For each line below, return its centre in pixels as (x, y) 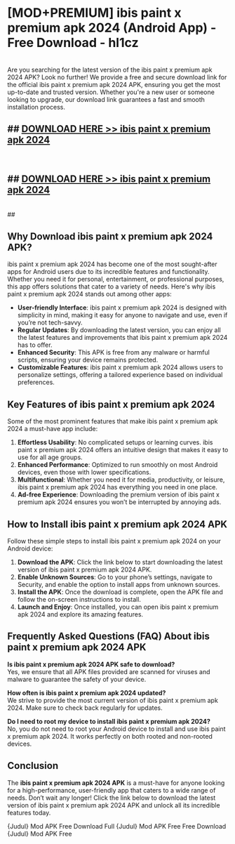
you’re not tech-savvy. (50, 323)
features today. (29, 812)
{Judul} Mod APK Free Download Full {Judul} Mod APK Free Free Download (117, 826)
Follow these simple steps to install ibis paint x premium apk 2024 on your (114, 541)
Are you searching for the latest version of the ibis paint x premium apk (110, 70)
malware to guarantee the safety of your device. (77, 679)
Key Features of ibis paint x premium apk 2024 (111, 404)
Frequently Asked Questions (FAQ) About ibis (109, 637)
